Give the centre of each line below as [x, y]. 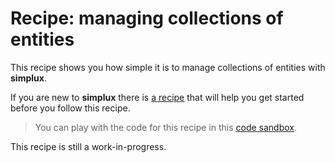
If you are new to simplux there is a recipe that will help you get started [157, 97]
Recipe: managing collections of [147, 18]
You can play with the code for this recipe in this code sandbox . [166, 127]
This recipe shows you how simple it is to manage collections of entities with [168, 67]
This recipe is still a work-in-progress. [88, 146]
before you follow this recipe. [70, 108]
